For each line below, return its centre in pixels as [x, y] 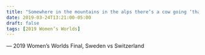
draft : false [23, 23]
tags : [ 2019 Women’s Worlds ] [43, 29]
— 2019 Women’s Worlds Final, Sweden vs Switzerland [75, 46]
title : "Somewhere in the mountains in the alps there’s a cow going [97, 12]
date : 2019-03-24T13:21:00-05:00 [49, 18]
